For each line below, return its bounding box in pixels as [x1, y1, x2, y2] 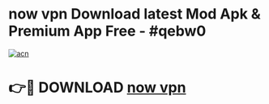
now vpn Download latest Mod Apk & [8, 5, 261, 23]
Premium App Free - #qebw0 [8, 22, 207, 40]
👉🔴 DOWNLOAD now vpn [8, 78, 186, 97]
